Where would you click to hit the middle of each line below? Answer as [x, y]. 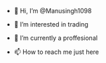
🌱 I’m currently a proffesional [56, 38]
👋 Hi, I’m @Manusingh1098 [53, 11]
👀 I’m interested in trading [51, 24]
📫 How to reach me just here [57, 52]
